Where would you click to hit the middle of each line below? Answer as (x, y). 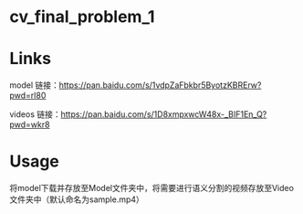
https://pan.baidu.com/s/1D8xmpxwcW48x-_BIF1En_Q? (164, 114)
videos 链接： (35, 114)
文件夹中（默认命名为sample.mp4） (77, 199)
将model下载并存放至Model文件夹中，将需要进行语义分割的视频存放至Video (152, 188)
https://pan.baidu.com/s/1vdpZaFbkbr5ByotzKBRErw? (160, 85)
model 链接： (34, 85)
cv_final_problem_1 (82, 17)
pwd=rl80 (28, 96)
